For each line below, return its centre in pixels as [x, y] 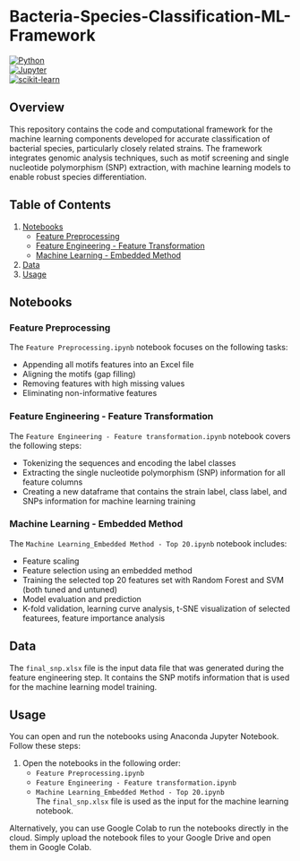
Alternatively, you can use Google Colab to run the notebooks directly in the [149, 828]
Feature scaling [51, 561]
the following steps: [46, 445]
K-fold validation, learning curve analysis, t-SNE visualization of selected [156, 608]
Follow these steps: [45, 746]
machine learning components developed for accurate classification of [140, 138]
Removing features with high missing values [103, 383]
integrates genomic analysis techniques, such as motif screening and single [149, 158]
